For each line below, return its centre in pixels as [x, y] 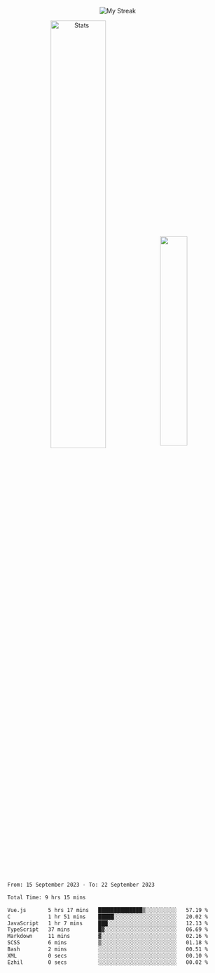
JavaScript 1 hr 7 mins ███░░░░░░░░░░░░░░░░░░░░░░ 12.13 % [108, 923]
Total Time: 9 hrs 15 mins [47, 897]
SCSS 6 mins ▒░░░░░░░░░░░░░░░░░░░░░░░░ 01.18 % [108, 943]
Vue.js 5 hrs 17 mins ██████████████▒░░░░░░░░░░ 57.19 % [108, 910]
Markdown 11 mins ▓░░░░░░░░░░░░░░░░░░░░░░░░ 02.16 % [108, 937]
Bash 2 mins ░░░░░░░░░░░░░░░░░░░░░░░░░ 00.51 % [108, 949]
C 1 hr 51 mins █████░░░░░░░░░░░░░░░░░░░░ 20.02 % [108, 917]
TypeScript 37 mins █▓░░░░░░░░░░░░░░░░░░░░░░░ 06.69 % [108, 930]
